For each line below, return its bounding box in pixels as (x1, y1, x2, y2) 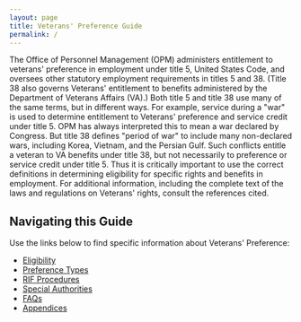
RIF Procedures (22, 274, 80, 285)
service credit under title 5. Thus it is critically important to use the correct (9, 159, 285, 170)
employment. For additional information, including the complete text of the (9, 178, 284, 189)
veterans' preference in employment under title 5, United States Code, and (9, 64, 285, 74)
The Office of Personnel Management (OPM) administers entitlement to (9, 55, 274, 65)
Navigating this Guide (9, 213, 133, 229)
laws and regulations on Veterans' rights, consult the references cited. (9, 187, 270, 198)
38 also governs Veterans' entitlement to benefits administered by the (9, 83, 268, 94)
